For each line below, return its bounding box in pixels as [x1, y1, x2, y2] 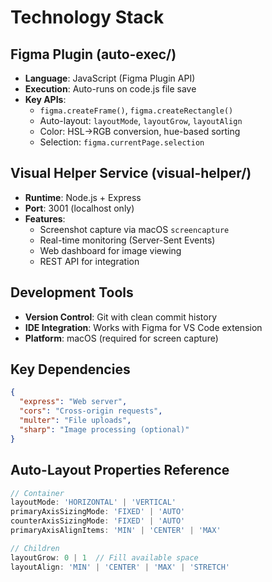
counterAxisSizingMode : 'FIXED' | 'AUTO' [10, 516, 186, 526]
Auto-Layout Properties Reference [10, 462, 230, 479]
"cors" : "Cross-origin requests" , [19, 406, 163, 416]
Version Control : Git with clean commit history [24, 311, 218, 323]
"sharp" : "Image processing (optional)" [19, 424, 190, 435]
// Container [10, 488, 65, 498]
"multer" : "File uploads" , [19, 416, 132, 426]
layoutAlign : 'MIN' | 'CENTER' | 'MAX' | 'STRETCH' [10, 562, 230, 572]
